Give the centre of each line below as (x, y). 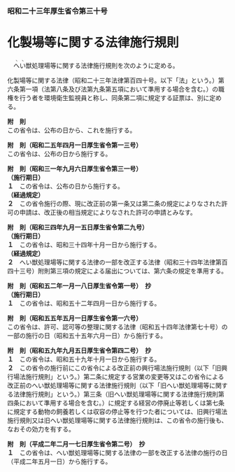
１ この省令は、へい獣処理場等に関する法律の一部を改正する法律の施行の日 (117, 452)
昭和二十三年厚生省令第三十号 (58, 10)
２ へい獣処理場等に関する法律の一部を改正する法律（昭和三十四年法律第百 (117, 262)
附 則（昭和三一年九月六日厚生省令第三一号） (74, 169)
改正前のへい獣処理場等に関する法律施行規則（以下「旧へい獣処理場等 (108, 385)
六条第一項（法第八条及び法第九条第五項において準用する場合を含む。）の (113, 89)
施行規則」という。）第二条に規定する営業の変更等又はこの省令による (125, 376)
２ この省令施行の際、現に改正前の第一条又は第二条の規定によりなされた (114, 203)
